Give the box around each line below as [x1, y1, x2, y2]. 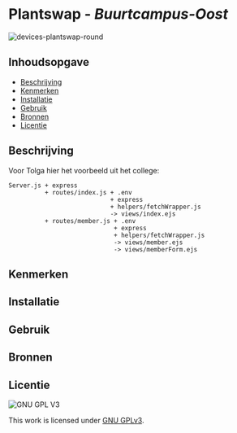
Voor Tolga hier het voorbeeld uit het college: [8, 165, 160, 175]
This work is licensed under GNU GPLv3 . [8, 415, 144, 425]
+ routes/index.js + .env [44, 188, 132, 196]
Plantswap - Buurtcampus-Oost [8, 5, 229, 24]
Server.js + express [8, 181, 79, 190]
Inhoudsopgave [8, 55, 89, 69]
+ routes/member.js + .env [44, 216, 136, 225]
